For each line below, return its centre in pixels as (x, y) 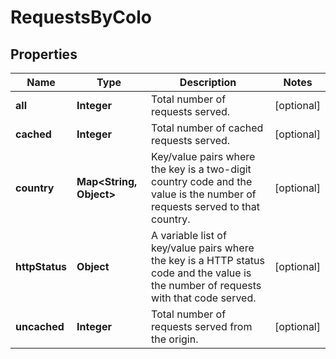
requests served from (202, 326)
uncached (40, 326)
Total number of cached (207, 128)
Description (208, 82)
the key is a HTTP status (208, 260)
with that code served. (204, 298)
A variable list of (189, 235)
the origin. (175, 339)
